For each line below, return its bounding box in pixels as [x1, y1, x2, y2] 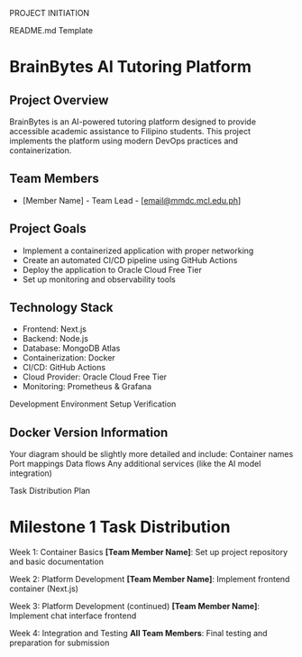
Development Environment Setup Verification [9, 398, 177, 409]
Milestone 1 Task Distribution [9, 517, 232, 537]
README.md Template [9, 25, 93, 35]
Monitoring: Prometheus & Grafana [22, 381, 151, 392]
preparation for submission [9, 637, 110, 648]
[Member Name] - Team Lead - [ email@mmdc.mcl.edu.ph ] [22, 195, 242, 205]
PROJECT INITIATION [9, 8, 90, 18]
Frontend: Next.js [22, 324, 87, 334]
